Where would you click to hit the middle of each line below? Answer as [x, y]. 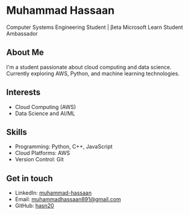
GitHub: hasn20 [34, 206]
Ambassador [22, 33]
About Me [25, 53]
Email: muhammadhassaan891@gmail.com [68, 199]
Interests [23, 92]
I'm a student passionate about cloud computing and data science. [89, 67]
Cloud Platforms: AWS [42, 153]
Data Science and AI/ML [45, 113]
